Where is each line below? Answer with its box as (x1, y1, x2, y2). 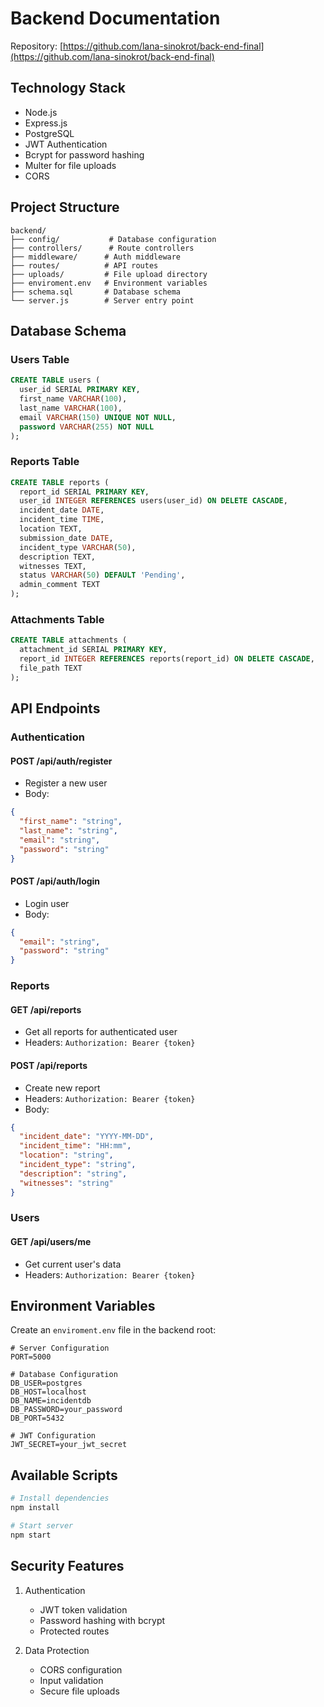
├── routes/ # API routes (10, 260, 159, 271)
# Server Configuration (10, 1343, 110, 1354)
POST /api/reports (10, 1059, 88, 1071)
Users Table (10, 352, 70, 366)
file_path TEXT (19, 663, 83, 673)
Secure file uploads (39, 1685, 120, 1697)
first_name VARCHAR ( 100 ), (19, 394, 128, 404)
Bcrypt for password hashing (24, 148, 145, 161)
